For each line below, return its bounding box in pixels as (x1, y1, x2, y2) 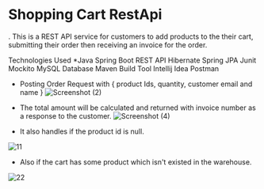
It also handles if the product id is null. (19, 127, 144, 136)
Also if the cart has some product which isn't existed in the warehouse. (19, 157, 252, 167)
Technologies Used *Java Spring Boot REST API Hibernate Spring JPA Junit (8, 55, 257, 65)
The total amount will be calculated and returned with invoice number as (19, 103, 256, 112)
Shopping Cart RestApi (8, 6, 163, 24)
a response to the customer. (19, 111, 113, 120)
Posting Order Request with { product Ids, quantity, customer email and (19, 79, 253, 89)
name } (19, 87, 44, 96)
